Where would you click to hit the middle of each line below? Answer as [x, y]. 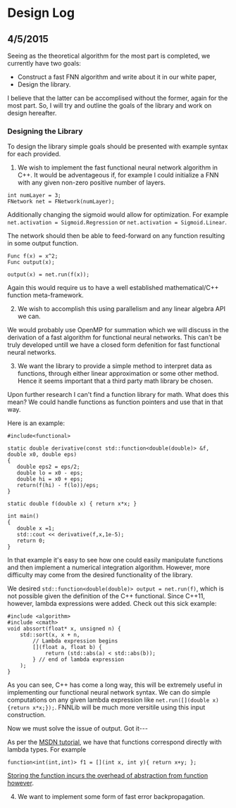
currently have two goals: [44, 63]
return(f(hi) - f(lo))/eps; [58, 486]
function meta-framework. [45, 295]
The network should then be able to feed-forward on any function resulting [116, 236]
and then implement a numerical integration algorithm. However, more [109, 567]
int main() [23, 516]
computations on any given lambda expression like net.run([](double [108, 700]
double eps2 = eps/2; [48, 467]
